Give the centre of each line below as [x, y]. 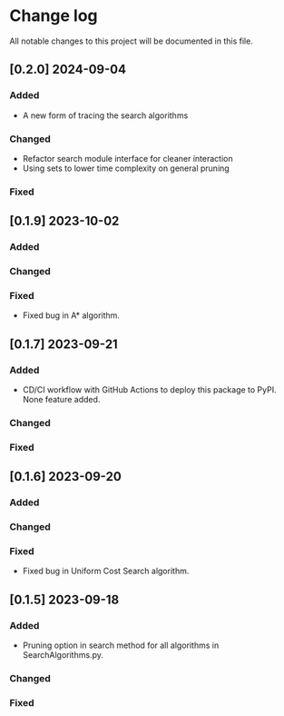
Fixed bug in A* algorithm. [71, 315]
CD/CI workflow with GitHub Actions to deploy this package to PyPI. [149, 390]
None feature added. [61, 400]
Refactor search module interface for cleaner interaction [127, 158]
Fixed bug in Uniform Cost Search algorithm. [106, 571]
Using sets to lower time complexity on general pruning [126, 168]
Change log [54, 16]
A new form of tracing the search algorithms [105, 115]
